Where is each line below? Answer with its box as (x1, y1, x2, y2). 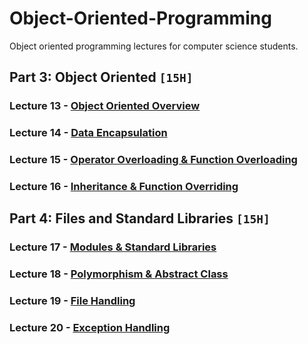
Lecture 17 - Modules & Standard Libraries (9, 240, 217, 254)
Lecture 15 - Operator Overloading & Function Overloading (9, 153, 298, 167)
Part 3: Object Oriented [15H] (9, 69, 194, 86)
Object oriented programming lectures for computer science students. (9, 40, 299, 52)
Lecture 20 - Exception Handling (9, 321, 171, 335)
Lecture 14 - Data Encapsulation (9, 126, 168, 140)
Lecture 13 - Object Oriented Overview (9, 99, 201, 113)
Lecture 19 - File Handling (9, 294, 136, 308)
